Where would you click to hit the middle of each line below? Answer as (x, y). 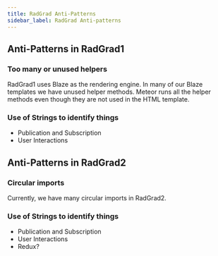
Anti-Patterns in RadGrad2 (67, 163)
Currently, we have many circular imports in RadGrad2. (87, 198)
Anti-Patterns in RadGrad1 (66, 49)
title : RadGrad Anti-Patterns (52, 14)
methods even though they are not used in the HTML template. (98, 99)
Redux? (29, 247)
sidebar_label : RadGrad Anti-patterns (64, 20)
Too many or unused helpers (57, 69)
